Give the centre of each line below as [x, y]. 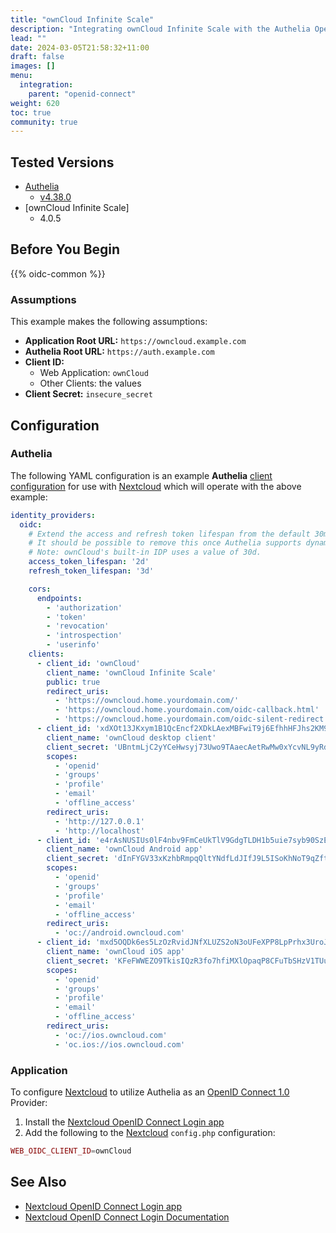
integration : [46, 85]
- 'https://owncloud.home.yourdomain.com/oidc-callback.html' [187, 710]
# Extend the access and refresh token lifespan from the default [169, 534]
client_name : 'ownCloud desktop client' [131, 737]
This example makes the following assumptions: [109, 322]
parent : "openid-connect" [82, 94]
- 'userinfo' [73, 645]
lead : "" [28, 38]
